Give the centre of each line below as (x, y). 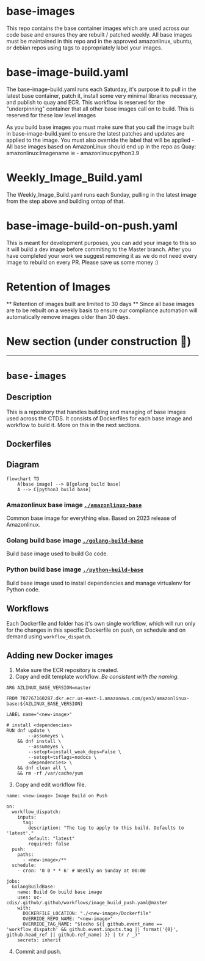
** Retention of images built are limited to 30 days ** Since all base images (101, 304)
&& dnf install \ (39, 741)
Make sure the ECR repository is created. (67, 670)
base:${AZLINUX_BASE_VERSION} (45, 704)
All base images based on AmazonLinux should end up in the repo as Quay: (101, 146)
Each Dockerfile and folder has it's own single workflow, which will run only (101, 623)
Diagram (23, 465)
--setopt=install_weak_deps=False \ (75, 752)
